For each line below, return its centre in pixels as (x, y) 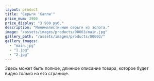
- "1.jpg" (19, 50)
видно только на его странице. (37, 74)
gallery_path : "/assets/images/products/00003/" (55, 37)
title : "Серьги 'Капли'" (30, 14)
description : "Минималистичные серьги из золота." (57, 28)
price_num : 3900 (21, 18)
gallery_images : (21, 41)
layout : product (21, 9)
